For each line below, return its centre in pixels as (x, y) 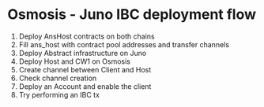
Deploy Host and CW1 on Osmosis (75, 61)
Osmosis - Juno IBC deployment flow (132, 15)
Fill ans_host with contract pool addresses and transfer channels (124, 44)
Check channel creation (58, 78)
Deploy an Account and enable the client (85, 86)
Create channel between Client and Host (85, 69)
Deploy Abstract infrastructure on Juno (83, 53)
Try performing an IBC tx (59, 94)
